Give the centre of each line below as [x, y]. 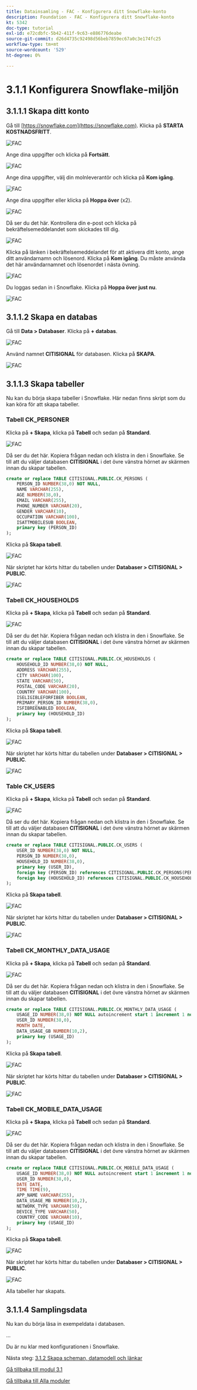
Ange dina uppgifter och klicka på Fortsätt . [58, 154]
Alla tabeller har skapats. [36, 1291]
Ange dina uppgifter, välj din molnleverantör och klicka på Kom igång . [90, 177]
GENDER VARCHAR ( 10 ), [42, 511]
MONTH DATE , [31, 1026]
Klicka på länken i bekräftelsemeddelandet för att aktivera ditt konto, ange [95, 252]
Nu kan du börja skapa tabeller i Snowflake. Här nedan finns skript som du [96, 398]
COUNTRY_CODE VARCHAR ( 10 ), [50, 1217]
